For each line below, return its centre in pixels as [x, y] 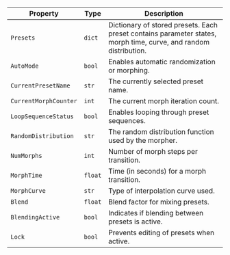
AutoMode [25, 66]
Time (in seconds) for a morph [157, 171]
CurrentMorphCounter [44, 101]
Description [164, 13]
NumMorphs [26, 156]
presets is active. [136, 222]
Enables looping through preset [159, 112]
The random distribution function [161, 132]
